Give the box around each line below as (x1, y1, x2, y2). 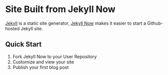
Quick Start (5, 40, 42, 49)
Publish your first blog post (12, 64, 69, 70)
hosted (5, 25, 20, 31)
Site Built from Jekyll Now (5, 4, 116, 15)
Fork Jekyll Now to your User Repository (12, 53, 97, 59)
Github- (147, 20, 163, 26)
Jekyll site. (21, 25, 43, 31)
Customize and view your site (12, 59, 74, 65)
